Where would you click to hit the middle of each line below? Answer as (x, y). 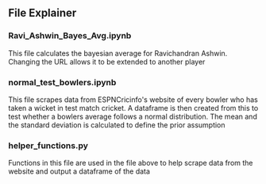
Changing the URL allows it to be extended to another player (107, 61)
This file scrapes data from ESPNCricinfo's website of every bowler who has (133, 100)
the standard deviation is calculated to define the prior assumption (117, 125)
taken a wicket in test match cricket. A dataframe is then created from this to (133, 108)
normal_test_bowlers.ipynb (62, 82)
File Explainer (42, 13)
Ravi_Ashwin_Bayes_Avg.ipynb (70, 36)
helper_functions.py (48, 145)
